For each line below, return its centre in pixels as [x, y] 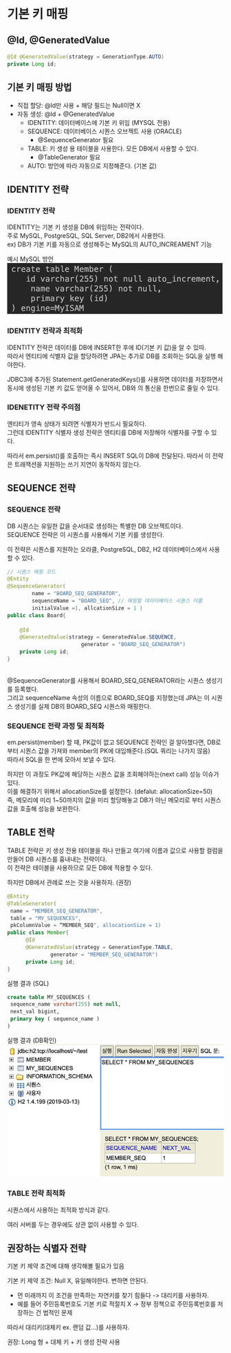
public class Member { [38, 933]
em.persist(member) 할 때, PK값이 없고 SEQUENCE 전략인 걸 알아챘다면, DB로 [114, 742]
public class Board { [37, 615]
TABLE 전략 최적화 [36, 1194]
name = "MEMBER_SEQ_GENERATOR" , [56, 911]
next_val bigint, [35, 1012]
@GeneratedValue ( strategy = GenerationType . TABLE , [99, 947]
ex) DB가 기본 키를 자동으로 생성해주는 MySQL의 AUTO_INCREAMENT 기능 [110, 244]
